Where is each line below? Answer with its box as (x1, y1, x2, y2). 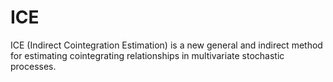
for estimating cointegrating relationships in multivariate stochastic (10, 49, 285, 61)
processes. (10, 60, 57, 72)
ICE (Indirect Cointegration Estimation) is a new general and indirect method (10, 39, 323, 51)
